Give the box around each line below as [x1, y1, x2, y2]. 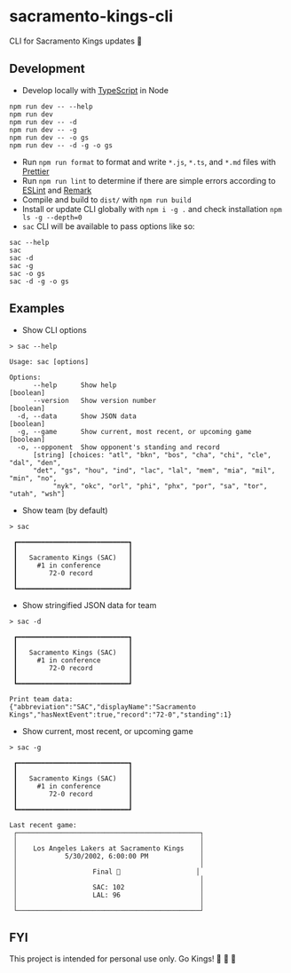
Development [9, 61, 86, 76]
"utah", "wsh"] [9, 489, 66, 498]
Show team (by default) [21, 504, 108, 516]
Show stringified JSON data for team [21, 599, 157, 610]
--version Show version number [32, 396, 157, 405]
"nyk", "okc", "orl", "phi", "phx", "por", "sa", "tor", [52, 481, 268, 490]
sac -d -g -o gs [9, 277, 69, 286]
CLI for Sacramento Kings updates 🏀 [9, 36, 143, 46]
